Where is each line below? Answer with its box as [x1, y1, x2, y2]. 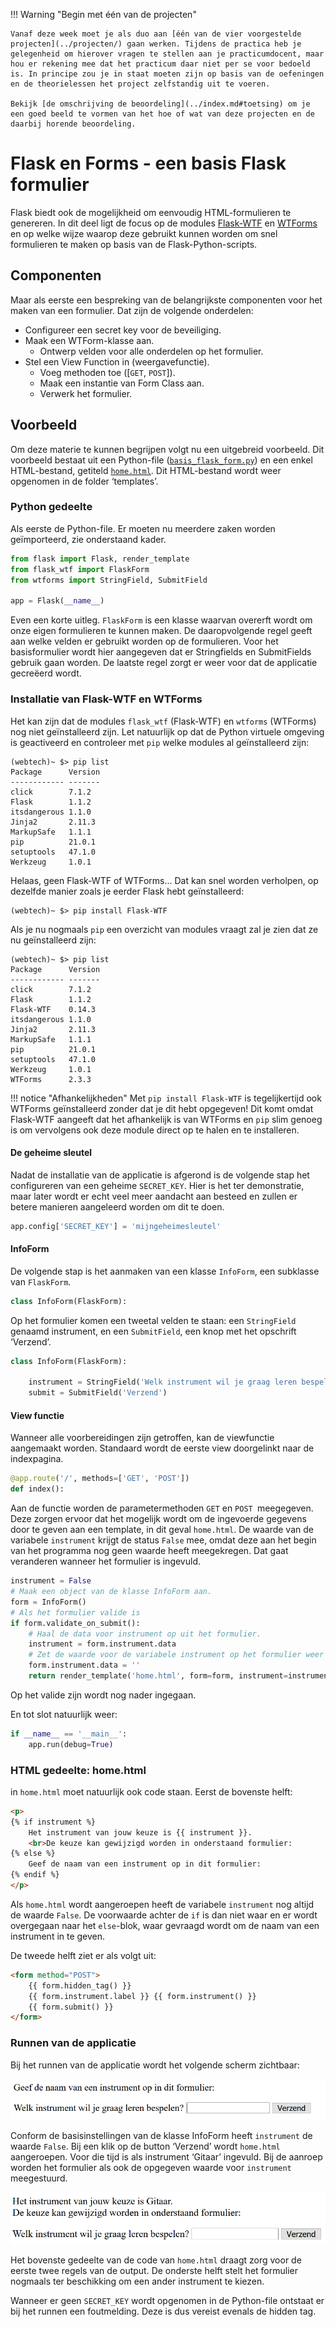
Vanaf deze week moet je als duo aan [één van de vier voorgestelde [10, 29, 302, 39]
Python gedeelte [10, 500, 93, 514]
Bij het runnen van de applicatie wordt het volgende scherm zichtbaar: [10, 2059, 300, 2071]
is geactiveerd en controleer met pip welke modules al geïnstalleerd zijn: [10, 736, 310, 748]
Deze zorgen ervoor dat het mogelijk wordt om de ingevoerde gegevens [10, 1513, 307, 1525]
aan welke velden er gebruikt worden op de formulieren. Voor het [10, 635, 279, 648]
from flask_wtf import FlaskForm [10, 564, 150, 574]
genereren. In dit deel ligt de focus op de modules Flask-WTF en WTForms [10, 217, 318, 229]
